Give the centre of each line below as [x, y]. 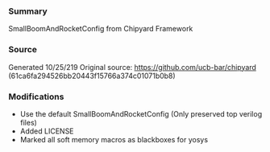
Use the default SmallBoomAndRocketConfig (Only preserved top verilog [141, 113]
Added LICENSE [47, 131]
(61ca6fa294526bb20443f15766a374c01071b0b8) [92, 76]
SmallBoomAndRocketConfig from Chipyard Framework [101, 29]
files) [29, 122]
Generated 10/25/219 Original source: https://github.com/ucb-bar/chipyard [132, 67]
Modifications [36, 97]
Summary [28, 11]
